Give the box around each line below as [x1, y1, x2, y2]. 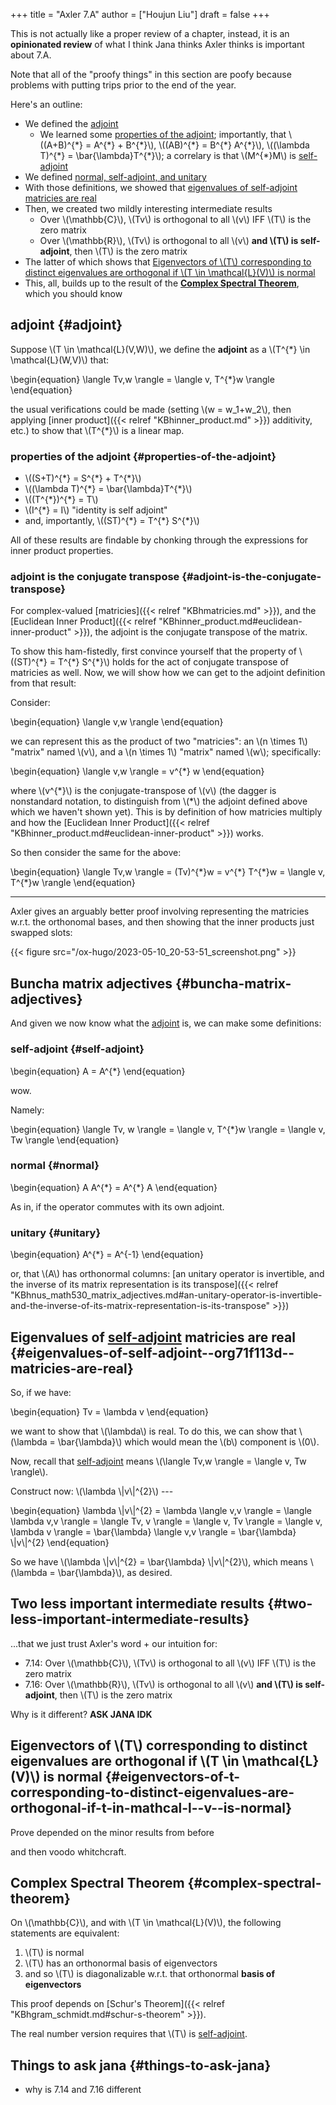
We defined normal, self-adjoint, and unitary [24, 171, 207, 183]
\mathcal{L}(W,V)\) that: [10, 354, 110, 366]
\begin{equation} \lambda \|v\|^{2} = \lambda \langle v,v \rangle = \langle [10, 1504, 312, 1516]
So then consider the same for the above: [10, 847, 182, 859]
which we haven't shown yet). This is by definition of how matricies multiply [10, 806, 323, 818]
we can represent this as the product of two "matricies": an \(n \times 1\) [10, 735, 308, 748]
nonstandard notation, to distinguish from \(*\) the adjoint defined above [10, 795, 308, 808]
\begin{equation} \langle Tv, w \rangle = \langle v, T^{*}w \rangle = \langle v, [10, 1123, 326, 1135]
